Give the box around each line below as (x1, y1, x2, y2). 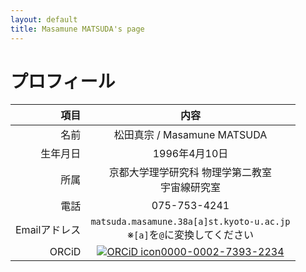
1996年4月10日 (152, 147, 229, 161)
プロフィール (10, 70, 116, 93)
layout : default (10, 14, 78, 25)
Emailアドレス (15, 223, 82, 237)
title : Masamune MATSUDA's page (10, 24, 145, 34)
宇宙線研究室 (159, 181, 221, 195)
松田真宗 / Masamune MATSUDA (113, 128, 268, 142)
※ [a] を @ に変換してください (126, 228, 254, 242)
